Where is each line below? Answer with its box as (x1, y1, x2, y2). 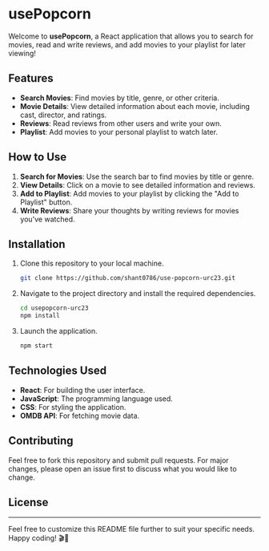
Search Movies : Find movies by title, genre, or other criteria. (19, 93, 220, 103)
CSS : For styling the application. (19, 402, 126, 411)
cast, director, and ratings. (19, 110, 107, 120)
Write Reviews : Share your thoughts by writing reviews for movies (19, 205, 239, 215)
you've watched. (19, 214, 75, 224)
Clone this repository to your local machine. (19, 258, 164, 269)
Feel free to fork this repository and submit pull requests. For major (8, 455, 230, 465)
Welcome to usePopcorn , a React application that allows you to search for (8, 31, 254, 41)
